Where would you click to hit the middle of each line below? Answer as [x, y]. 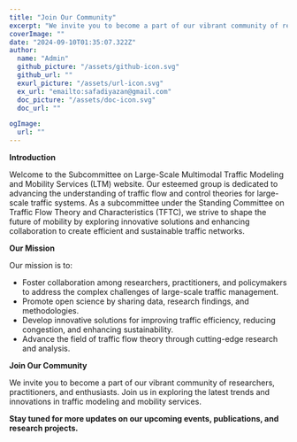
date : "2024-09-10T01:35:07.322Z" [73, 42]
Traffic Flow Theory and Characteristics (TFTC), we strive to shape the [138, 212]
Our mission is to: [41, 265]
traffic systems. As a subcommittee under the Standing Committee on [157, 203]
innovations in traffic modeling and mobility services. [105, 401]
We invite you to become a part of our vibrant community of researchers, [142, 383]
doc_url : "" [39, 108]
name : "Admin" [43, 58]
